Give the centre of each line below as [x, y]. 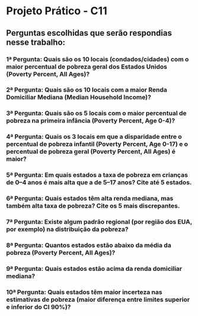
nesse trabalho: [36, 42]
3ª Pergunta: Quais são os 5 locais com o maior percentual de [96, 113]
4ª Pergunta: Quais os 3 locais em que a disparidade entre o [94, 137]
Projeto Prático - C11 [57, 11]
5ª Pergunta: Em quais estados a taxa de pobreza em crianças [97, 175]
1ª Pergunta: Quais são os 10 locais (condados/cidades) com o [98, 59]
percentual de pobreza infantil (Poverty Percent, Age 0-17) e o [97, 144]
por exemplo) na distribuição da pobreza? [67, 229]
